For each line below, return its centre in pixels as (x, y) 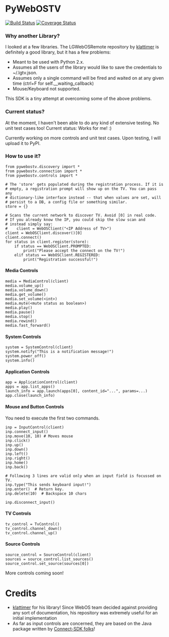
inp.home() (17, 462)
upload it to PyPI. (23, 143)
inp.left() (17, 454)
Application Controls (27, 371)
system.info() (20, 361)
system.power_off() (26, 356)
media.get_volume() (26, 295)
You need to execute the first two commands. (52, 418)
